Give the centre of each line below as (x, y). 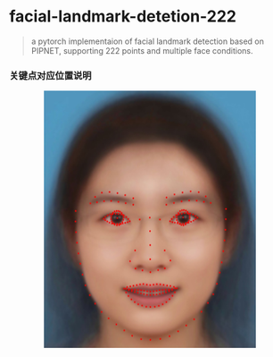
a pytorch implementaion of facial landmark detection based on (148, 41)
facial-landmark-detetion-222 (123, 17)
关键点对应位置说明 (50, 75)
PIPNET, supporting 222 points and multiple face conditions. (142, 50)
